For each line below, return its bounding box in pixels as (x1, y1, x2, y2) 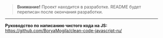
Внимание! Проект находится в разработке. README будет (16, 4, 142, 9)
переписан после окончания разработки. (16, 9, 103, 15)
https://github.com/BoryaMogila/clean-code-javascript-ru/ (5, 28, 122, 33)
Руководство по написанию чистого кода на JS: (5, 23, 108, 28)
